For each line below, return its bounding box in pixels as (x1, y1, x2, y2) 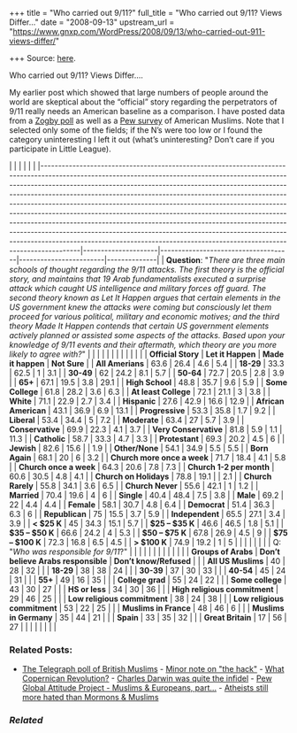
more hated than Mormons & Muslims (21, 692, 159, 703)
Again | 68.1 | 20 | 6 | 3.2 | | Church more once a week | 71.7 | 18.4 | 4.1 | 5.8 (9, 452, 286, 463)
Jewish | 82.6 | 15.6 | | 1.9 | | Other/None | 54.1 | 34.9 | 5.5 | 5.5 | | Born (9, 443, 269, 453)
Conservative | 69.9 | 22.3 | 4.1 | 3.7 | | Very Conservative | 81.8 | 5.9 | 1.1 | (9, 424, 283, 435)
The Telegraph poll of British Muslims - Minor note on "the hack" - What (21, 664, 285, 675)
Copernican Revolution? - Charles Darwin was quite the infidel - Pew (21, 673, 272, 684)
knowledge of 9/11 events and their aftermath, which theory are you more (9, 340, 277, 350)
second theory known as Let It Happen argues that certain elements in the (9, 292, 281, 303)
